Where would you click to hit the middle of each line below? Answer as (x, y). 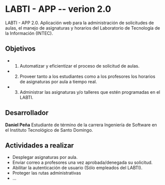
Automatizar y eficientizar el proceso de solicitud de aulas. (80, 66)
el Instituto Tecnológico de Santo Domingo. (49, 130)
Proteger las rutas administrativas (47, 173)
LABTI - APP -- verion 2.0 (58, 9)
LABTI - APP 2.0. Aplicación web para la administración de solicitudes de (80, 23)
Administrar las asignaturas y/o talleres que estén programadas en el (90, 92)
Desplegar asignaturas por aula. (45, 157)
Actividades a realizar (40, 145)
